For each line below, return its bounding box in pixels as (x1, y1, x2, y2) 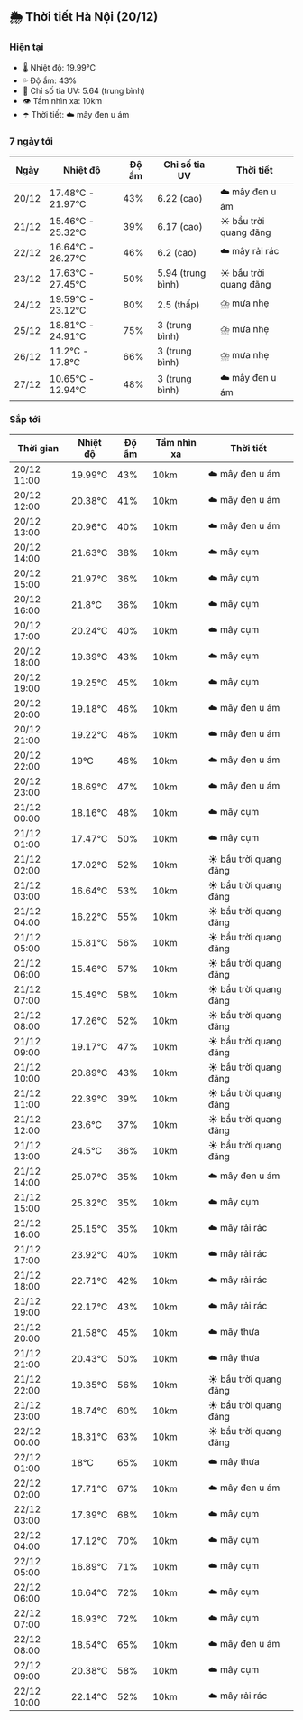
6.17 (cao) (157, 220, 203, 232)
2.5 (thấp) (157, 298, 200, 311)
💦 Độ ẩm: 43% (22, 75, 77, 86)
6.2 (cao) (157, 246, 197, 259)
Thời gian (17, 442, 60, 455)
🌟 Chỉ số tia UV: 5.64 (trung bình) (22, 85, 146, 96)
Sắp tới (9, 412, 41, 425)
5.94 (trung (157, 267, 207, 279)
